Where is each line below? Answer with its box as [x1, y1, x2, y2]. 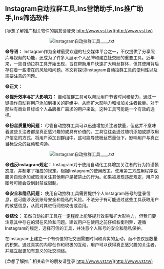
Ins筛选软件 [14, 14, 49, 22]
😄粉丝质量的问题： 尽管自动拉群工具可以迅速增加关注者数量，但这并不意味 [5, 122, 156, 128]
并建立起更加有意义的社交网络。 [5, 247, 69, 253]
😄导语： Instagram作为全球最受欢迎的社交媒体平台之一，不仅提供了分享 [5, 48, 151, 54]
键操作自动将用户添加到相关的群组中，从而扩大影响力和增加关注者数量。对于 [5, 100, 159, 106]
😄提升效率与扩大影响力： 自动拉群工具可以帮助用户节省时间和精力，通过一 [5, 93, 156, 99]
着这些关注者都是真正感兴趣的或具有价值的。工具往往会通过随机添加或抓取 [5, 129, 155, 134]
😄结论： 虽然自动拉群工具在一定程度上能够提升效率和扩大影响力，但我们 [5, 213, 152, 219]
